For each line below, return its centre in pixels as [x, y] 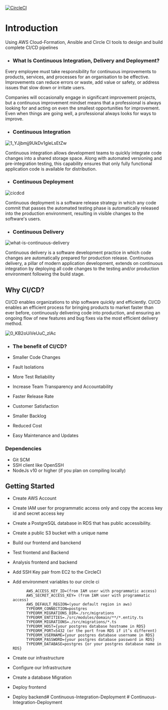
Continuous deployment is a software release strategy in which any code [81, 202]
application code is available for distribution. [51, 169]
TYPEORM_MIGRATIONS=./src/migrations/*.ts [71, 622]
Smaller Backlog [29, 416]
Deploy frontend [29, 687]
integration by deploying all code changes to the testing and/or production [82, 269]
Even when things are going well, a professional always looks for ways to [81, 114]
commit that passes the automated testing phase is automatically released [82, 208]
